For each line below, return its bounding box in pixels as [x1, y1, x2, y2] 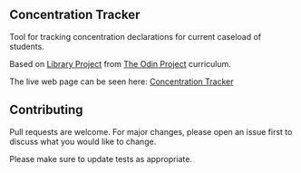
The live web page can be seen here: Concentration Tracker [9, 76, 234, 87]
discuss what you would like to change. [9, 136, 157, 147]
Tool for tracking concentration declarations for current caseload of [9, 31, 262, 42]
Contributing [9, 102, 83, 118]
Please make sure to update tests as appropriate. [9, 153, 193, 164]
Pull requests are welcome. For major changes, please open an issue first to [9, 126, 293, 137]
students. [9, 41, 45, 52]
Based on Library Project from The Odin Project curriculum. [9, 58, 231, 69]
